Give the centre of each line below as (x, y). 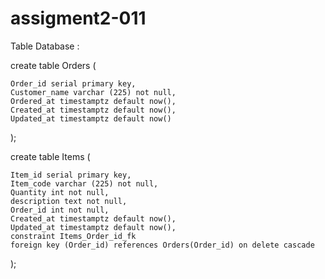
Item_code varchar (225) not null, (84, 183)
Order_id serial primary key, (73, 83)
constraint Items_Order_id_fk (73, 236)
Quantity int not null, (60, 192)
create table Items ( (50, 156)
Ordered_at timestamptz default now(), (93, 101)
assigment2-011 (78, 18)
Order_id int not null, (60, 210)
